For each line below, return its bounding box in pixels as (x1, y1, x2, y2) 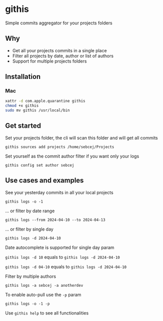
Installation (5, 73, 41, 81)
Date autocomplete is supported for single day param (5, 244, 114, 250)
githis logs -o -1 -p (5, 301, 50, 306)
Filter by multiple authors (5, 273, 56, 279)
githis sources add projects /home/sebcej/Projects (5, 144, 114, 150)
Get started (5, 122, 41, 130)
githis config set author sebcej (5, 162, 75, 167)
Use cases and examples (5, 176, 84, 185)
